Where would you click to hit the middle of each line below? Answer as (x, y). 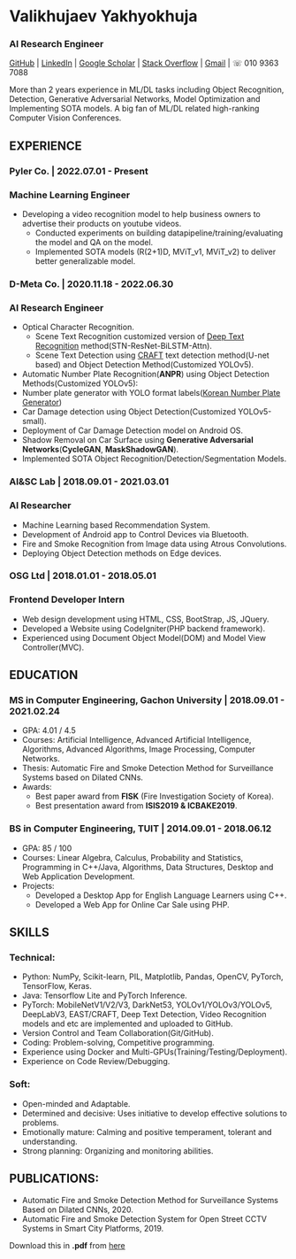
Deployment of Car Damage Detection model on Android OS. (133, 430)
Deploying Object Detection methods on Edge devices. (122, 553)
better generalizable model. (85, 261)
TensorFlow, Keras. (57, 986)
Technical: (32, 958)
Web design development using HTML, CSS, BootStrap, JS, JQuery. (145, 619)
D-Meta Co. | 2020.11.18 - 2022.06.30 (91, 284)
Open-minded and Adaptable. (76, 1103)
